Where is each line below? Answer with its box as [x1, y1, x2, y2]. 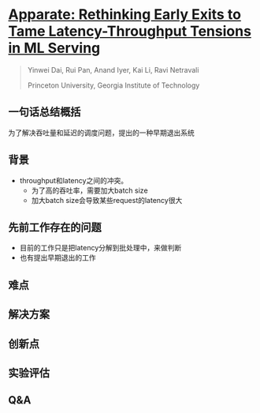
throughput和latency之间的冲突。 [19, 175, 128, 185]
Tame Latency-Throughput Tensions [8, 22, 252, 40]
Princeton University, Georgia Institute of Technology [27, 81, 200, 90]
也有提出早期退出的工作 [19, 253, 96, 262]
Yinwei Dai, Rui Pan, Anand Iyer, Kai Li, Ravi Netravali [27, 65, 199, 74]
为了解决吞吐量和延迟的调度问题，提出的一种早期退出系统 [8, 128, 195, 137]
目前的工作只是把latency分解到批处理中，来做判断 [19, 243, 182, 253]
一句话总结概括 [8, 105, 81, 119]
